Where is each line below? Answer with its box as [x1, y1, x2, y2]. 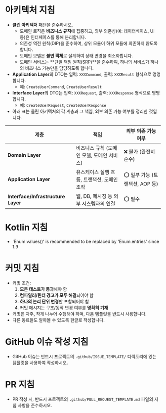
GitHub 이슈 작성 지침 [5, 336, 89, 347]
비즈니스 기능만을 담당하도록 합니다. [25, 65, 94, 71]
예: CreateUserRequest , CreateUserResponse [19, 102, 106, 108]
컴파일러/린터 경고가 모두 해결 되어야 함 [19, 292, 94, 298]
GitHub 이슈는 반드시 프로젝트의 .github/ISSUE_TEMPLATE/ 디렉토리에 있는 [12, 353, 157, 359]
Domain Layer [7, 151, 41, 158]
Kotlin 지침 [5, 222, 48, 233]
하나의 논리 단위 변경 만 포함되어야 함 [19, 298, 89, 304]
